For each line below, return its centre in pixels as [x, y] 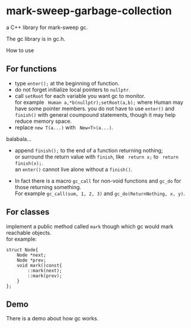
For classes [28, 212]
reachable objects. [29, 233]
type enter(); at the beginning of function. [67, 83]
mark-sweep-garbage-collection [89, 11]
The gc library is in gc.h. [36, 39]
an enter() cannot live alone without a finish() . [73, 169]
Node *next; [31, 255]
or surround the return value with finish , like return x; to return [97, 157]
